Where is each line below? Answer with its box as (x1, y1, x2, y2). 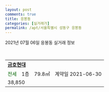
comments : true (5, 12, 36, 17)
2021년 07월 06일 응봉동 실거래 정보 (5, 40, 75, 46)
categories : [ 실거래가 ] (5, 21, 50, 26)
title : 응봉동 (5, 16, 31, 21)
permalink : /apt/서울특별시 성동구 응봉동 (5, 26, 82, 31)
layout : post (5, 7, 32, 12)
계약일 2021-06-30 (54, 71, 102, 78)
